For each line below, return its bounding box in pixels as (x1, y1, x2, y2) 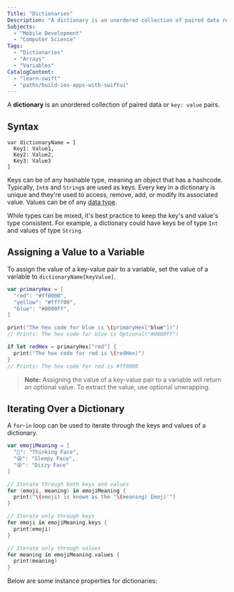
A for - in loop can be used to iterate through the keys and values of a (7, 421, 206, 430)
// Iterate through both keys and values (7, 481, 130, 488)
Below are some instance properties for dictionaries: (7, 577, 158, 585)
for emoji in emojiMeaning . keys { (7, 520, 108, 527)
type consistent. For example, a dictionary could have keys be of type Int (7, 219, 218, 227)
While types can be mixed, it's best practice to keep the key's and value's (7, 212, 219, 220)
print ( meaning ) (13, 558, 58, 565)
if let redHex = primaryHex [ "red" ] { (7, 343, 117, 350)
